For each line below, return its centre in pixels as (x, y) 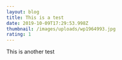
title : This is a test (35, 18)
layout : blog (23, 12)
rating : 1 (19, 35)
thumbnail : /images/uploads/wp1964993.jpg (61, 29)
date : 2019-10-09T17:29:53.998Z (47, 23)
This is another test (30, 52)
